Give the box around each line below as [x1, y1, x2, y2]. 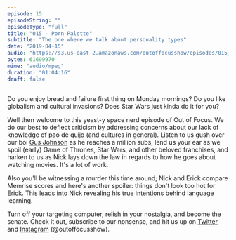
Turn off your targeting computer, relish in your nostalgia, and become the [7, 210, 221, 218]
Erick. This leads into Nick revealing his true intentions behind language [7, 189, 214, 197]
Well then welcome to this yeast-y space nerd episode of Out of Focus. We [7, 116, 224, 124]
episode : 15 [7, 10, 42, 18]
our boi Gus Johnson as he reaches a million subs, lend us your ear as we [7, 138, 221, 147]
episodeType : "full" [7, 23, 68, 30]
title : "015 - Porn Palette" [7, 29, 93, 37]
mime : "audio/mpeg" [7, 62, 65, 69]
